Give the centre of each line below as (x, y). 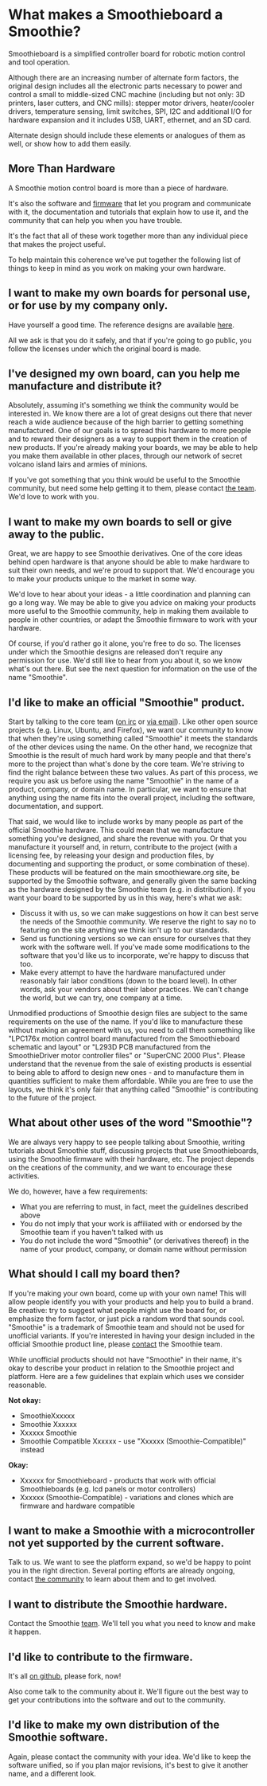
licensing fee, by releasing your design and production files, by (111, 855)
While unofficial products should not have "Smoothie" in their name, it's (125, 1359)
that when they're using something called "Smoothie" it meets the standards (133, 739)
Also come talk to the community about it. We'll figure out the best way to (128, 1692)
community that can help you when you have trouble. (95, 220)
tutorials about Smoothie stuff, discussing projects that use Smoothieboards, (133, 1150)
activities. (24, 1175)
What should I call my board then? (94, 1274)
